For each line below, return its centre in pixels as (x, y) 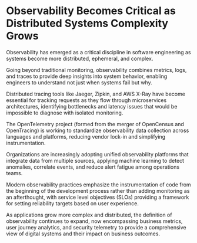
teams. (14, 173)
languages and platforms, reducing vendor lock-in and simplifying (86, 136)
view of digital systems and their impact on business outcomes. (83, 234)
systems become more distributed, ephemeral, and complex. (80, 58)
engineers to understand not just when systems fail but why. (79, 82)
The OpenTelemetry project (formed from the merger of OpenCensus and (95, 124)
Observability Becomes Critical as (91, 11)
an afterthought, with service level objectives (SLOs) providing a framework (98, 197)
